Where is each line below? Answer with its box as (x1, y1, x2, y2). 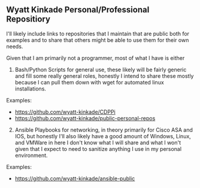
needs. (6, 43, 23, 50)
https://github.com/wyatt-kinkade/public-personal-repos (14, 114, 156, 122)
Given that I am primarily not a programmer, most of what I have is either (6, 54, 185, 62)
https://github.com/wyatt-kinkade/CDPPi (14, 108, 116, 116)
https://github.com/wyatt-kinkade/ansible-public (14, 175, 135, 182)
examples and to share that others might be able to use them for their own (6, 36, 189, 44)
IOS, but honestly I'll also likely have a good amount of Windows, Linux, (14, 132, 192, 140)
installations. (14, 85, 47, 92)
